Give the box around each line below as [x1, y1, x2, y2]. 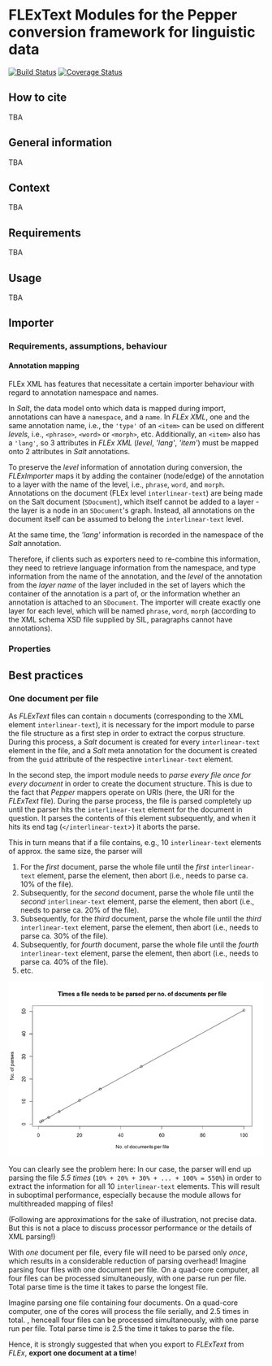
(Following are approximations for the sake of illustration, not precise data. [8, 1215, 257, 1225]
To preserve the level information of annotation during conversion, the [8, 462, 243, 472]
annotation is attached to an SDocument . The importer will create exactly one [8, 597, 261, 607]
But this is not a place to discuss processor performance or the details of [8, 1223, 253, 1233]
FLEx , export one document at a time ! [8, 1348, 136, 1358]
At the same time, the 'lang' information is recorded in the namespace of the [8, 530, 264, 540]
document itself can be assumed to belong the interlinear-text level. [8, 514, 244, 523]
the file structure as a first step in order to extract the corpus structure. [8, 729, 246, 739]
